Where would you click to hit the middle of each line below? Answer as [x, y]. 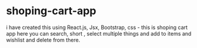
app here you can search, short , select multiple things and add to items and [99, 33]
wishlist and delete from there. [43, 40]
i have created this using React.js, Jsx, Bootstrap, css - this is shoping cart [97, 27]
